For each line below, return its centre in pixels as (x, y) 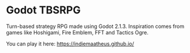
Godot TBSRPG (43, 10)
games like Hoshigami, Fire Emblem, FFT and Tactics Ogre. (77, 32)
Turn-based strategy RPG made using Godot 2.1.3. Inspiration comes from (95, 26)
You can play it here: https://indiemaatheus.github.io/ (70, 44)
